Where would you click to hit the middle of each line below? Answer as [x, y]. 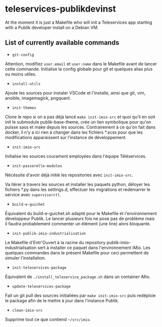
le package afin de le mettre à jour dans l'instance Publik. [62, 300]
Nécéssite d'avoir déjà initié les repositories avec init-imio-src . [69, 175]
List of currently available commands [62, 43]
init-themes [24, 108]
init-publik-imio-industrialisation [49, 234]
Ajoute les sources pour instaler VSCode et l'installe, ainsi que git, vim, [75, 93]
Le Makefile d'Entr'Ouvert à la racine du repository [55, 242]
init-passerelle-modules [37, 166]
